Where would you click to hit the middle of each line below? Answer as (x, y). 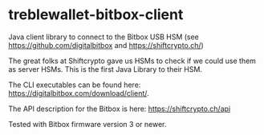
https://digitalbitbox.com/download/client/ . (79, 93)
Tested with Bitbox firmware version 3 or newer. (87, 124)
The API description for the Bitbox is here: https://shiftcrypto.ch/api (120, 109)
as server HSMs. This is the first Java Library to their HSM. (106, 69)
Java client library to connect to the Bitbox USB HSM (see (104, 37)
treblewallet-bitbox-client (96, 15)
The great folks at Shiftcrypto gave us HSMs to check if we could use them (132, 61)
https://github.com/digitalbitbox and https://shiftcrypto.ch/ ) (106, 45)
